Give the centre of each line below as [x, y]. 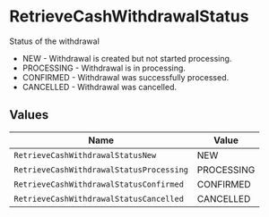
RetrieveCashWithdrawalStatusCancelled [99, 199]
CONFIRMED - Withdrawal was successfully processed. [126, 77]
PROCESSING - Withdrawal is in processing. [104, 68]
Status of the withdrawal [55, 41]
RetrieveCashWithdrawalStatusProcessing [101, 170]
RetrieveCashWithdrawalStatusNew [85, 155]
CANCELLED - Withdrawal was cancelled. [100, 87]
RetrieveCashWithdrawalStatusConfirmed [99, 184]
